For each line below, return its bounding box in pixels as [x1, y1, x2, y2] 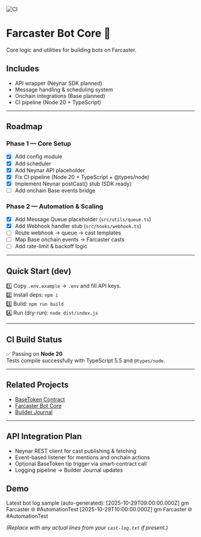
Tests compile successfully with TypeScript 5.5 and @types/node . [6, 357, 166, 364]
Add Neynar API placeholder [14, 166, 86, 173]
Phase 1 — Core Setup [6, 139, 72, 148]
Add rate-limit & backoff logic [14, 243, 88, 250]
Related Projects [6, 380, 69, 390]
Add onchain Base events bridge [14, 187, 96, 194]
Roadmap [6, 121, 43, 132]
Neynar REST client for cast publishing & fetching [14, 447, 136, 454]
